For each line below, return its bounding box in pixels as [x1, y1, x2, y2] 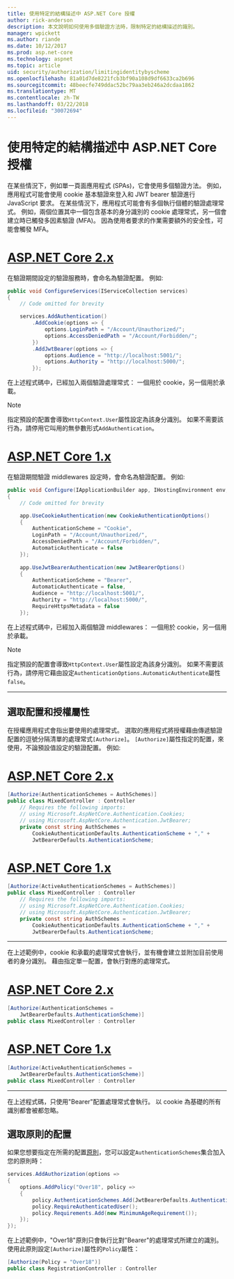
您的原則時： [7, 1157, 44, 1165]
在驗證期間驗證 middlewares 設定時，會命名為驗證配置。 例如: [7, 473, 185, 481]
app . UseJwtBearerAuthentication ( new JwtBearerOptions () [19, 564, 186, 571]
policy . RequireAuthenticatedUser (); [32, 1203, 139, 1210]
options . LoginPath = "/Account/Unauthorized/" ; [44, 326, 186, 333]
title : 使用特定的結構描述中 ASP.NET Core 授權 [7, 10, 136, 17]
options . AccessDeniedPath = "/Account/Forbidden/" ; [44, 332, 198, 339]
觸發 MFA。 [19, 224, 53, 233]
